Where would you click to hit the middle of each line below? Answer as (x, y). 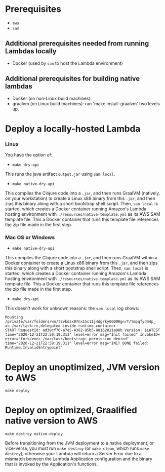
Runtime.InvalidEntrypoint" (34, 348)
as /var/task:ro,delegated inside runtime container (61, 326)
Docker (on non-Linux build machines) (51, 98)
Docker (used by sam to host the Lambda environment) (67, 63)
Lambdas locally (31, 51)
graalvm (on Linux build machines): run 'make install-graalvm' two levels (86, 103)
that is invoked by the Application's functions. (52, 464)
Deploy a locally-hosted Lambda (73, 129)
